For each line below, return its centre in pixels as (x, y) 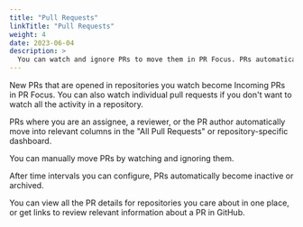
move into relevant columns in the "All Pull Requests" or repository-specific (149, 131)
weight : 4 (28, 34)
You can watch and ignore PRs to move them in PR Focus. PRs (135, 59)
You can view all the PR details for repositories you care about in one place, (150, 203)
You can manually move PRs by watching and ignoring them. (122, 158)
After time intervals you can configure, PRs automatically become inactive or (151, 176)
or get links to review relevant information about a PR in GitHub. (127, 212)
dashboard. (31, 141)
